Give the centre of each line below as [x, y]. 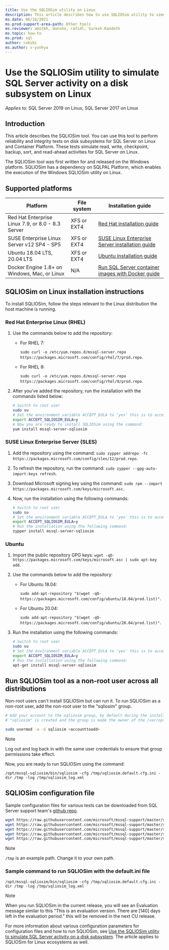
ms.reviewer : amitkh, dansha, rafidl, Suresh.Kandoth [63, 29]
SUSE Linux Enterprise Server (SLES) [51, 442]
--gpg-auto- [145, 468]
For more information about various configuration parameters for [72, 926]
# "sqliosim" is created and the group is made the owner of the [75, 720]
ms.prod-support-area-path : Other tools [48, 24]
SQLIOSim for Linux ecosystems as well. [47, 942]
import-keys [25, 474]
